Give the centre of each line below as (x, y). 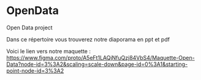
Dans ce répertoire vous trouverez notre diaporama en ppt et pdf (88, 39)
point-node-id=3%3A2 (35, 70)
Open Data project (30, 27)
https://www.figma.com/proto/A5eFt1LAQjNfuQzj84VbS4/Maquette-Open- (100, 57)
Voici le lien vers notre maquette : (48, 51)
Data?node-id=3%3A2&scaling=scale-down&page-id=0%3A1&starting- (97, 64)
